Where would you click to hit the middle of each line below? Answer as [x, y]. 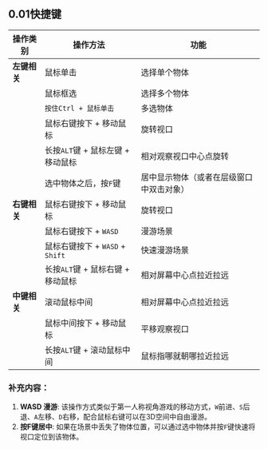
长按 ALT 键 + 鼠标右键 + [87, 268]
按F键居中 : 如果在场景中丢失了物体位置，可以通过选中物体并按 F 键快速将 [138, 427]
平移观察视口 [165, 328]
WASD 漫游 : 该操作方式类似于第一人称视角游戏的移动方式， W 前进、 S [131, 407]
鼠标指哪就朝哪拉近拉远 [185, 356]
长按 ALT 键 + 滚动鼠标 [84, 350]
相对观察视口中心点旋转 [185, 156]
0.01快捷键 [35, 14]
